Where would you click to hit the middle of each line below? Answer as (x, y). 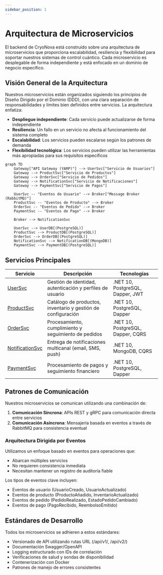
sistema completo (30, 135)
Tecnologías (134, 274)
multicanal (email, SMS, (74, 348)
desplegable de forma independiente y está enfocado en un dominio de (77, 62)
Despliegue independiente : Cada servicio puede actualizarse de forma (83, 119)
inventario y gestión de (73, 308)
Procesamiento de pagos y (78, 365)
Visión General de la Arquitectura (56, 83)
